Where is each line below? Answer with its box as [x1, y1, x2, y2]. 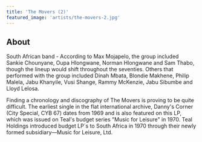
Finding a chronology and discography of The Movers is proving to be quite [6, 97, 195, 104]
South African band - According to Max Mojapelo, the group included [6, 53, 179, 60]
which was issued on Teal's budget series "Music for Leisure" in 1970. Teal [6, 116, 192, 123]
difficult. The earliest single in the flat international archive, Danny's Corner [6, 103, 194, 111]
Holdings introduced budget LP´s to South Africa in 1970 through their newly [6, 122, 197, 130]
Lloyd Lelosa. [6, 85, 39, 92]
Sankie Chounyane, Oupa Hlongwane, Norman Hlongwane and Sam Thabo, [6, 59, 195, 66]
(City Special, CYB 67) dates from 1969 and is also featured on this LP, [6, 109, 182, 117]
